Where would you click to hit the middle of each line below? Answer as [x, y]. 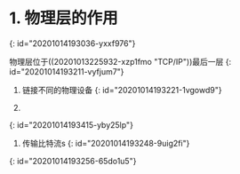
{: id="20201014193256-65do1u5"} [73, 161]
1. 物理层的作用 [64, 18]
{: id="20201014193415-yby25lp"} [71, 124]
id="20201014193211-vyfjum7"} [67, 71]
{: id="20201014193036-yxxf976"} [72, 43]
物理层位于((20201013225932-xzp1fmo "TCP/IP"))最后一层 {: [120, 61]
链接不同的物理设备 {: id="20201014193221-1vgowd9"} [122, 90]
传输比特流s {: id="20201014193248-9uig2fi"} [106, 143]
